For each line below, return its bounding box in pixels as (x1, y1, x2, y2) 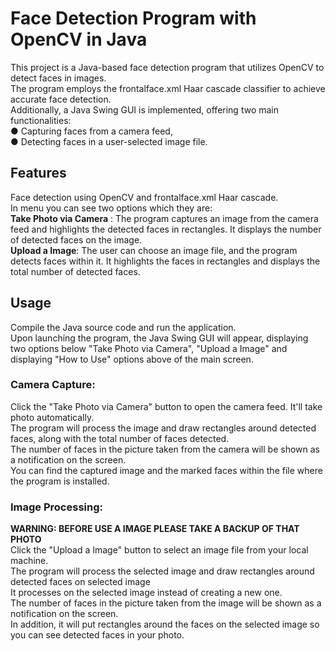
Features (10, 165, 67, 182)
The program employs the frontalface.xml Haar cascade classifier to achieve (10, 82, 326, 94)
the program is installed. (10, 475, 110, 487)
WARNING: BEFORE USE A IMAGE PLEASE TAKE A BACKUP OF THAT (10, 523, 300, 535)
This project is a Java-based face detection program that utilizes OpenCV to (10, 61, 325, 73)
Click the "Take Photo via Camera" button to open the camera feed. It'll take (10, 400, 323, 412)
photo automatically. (10, 411, 95, 423)
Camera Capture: (10, 378, 96, 392)
